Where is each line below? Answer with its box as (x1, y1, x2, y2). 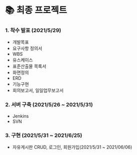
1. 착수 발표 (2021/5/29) (5, 27, 61, 34)
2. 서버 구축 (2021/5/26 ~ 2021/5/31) (5, 101, 93, 108)
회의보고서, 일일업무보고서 (12, 87, 64, 93)
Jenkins (12, 113, 29, 119)
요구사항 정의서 (12, 46, 42, 52)
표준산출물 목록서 (12, 63, 46, 69)
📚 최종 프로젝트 (5, 5, 67, 16)
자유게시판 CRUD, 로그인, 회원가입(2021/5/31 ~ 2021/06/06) (12, 144, 132, 150)
